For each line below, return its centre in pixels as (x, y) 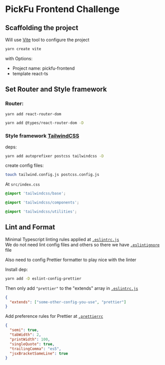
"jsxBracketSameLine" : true (39, 353)
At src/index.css (22, 185)
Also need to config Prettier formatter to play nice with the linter (71, 260)
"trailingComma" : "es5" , (35, 349)
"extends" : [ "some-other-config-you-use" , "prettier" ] (68, 302)
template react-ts (30, 73)
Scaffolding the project (42, 28)
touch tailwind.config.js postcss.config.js (52, 175)
